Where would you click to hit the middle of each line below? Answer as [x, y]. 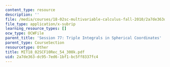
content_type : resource [30, 10]
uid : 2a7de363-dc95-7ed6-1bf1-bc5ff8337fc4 [52, 57]
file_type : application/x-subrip [40, 24]
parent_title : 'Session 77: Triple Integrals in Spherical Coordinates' [83, 38]
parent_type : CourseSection [35, 43]
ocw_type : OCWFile [25, 33]
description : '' [22, 15]
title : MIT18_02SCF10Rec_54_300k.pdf [45, 52]
